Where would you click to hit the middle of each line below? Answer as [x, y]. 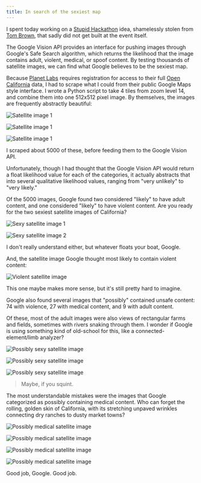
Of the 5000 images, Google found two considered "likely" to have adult [96, 199]
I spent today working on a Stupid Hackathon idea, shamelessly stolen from [100, 29]
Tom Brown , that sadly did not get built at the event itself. [77, 35]
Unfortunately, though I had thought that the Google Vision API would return [100, 168]
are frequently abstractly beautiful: [49, 104]
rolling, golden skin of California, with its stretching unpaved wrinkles [92, 408]
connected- [150, 331]
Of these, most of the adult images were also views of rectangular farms [96, 318]
